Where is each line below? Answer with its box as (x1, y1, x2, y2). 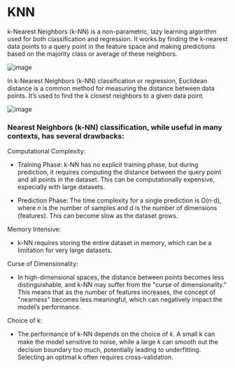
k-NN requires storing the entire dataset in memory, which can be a (17, 239, 212, 247)
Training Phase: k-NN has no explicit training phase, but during (17, 161, 199, 169)
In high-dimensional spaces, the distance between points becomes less (17, 273, 225, 281)
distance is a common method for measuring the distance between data (7, 84, 215, 92)
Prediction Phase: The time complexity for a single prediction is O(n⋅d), (17, 196, 222, 205)
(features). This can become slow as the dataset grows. (17, 212, 178, 220)
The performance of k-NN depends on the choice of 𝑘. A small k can (17, 330, 215, 339)
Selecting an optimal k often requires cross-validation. (17, 353, 173, 362)
